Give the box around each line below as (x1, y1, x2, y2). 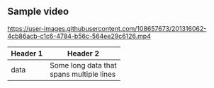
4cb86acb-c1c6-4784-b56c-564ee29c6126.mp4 (7, 32, 151, 40)
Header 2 (67, 49, 99, 58)
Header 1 (11, 49, 43, 58)
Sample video (7, 6, 69, 18)
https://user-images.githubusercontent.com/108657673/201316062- (7, 24, 207, 32)
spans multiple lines (49, 69, 116, 79)
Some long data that (49, 60, 117, 70)
